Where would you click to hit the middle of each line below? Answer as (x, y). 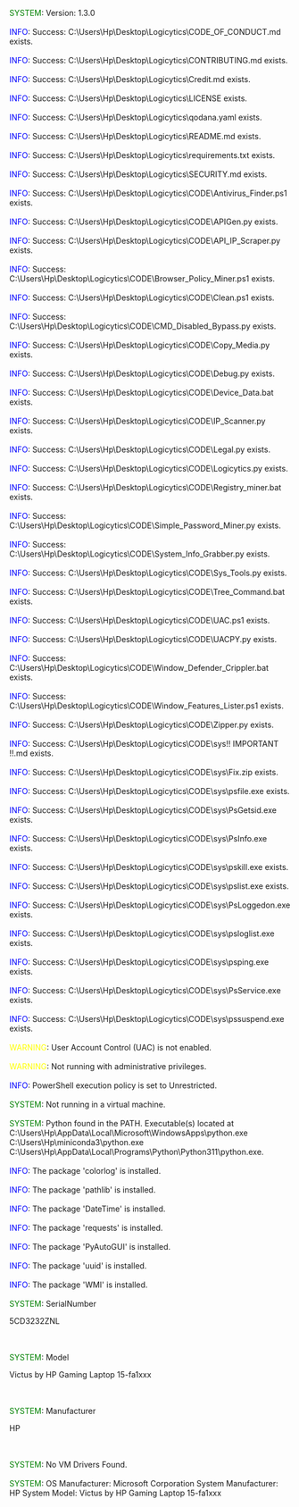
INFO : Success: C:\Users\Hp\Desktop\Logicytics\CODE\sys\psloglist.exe (142, 934)
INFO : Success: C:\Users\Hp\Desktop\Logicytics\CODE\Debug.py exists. (142, 373)
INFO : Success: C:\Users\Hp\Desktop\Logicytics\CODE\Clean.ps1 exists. (142, 297)
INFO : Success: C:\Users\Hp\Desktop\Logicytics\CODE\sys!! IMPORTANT (144, 744)
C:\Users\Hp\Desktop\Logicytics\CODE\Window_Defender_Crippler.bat (139, 668)
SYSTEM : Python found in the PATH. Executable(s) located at (122, 1123)
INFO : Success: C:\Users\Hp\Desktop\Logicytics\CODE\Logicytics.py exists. (149, 469)
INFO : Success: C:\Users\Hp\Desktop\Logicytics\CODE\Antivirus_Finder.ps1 (148, 193)
